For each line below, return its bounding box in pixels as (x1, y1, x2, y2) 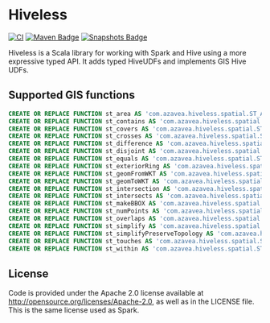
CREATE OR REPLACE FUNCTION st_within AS (8, 244, 149, 253)
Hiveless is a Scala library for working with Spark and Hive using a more (8, 48, 247, 57)
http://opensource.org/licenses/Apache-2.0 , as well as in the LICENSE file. (8, 296, 255, 307)
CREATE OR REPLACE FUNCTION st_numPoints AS (8, 207, 160, 215)
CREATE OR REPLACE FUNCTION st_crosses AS (8, 132, 153, 140)
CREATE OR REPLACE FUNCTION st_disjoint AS (8, 147, 157, 155)
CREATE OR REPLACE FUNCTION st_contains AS (8, 117, 157, 126)
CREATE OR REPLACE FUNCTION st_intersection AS (8, 184, 171, 193)
